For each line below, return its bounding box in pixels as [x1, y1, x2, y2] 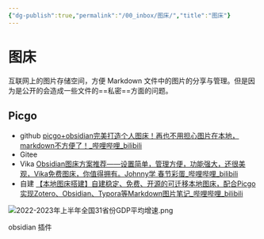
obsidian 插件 [8, 222, 52, 232]
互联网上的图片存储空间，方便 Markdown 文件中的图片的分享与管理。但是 [8, 76, 248, 85]
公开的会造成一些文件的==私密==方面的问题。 [21, 85, 173, 95]
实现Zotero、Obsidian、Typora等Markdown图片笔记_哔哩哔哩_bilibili [19, 189, 243, 199]
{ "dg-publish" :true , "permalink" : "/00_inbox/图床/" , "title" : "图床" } [8, 11, 231, 20]
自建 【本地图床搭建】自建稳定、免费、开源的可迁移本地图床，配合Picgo [19, 179, 256, 188]
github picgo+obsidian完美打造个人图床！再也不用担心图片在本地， [19, 131, 239, 141]
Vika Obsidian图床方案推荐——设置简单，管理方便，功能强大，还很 [19, 159, 239, 169]
